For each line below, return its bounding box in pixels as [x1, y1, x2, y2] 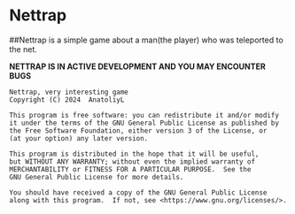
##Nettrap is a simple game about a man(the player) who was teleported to [9, 34, 283, 45]
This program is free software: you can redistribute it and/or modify [9, 111, 279, 119]
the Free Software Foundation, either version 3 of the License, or [9, 126, 268, 135]
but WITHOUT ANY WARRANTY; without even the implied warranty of [9, 157, 255, 166]
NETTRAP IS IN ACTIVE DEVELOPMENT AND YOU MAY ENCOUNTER [9, 61, 266, 72]
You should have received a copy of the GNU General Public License [9, 187, 268, 197]
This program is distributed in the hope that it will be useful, [9, 149, 260, 158]
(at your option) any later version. [9, 134, 149, 142]
